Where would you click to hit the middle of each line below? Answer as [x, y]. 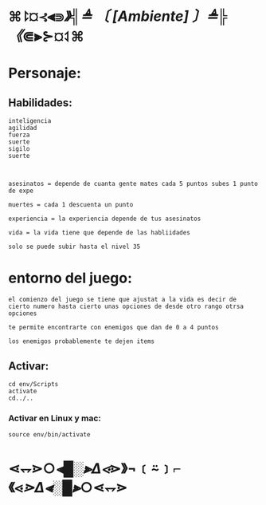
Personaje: [45, 73]
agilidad [23, 128]
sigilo [19, 149]
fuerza [19, 135]
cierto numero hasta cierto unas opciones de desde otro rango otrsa [126, 307]
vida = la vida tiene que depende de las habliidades [100, 233]
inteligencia [30, 121]
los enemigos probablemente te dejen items [82, 341]
